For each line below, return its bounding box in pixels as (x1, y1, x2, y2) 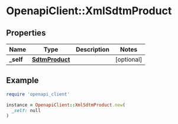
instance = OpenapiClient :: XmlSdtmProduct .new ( (6, 102, 126, 108)
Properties (6, 28, 46, 38)
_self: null (11, 107, 41, 113)
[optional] (115, 55, 143, 63)
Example (6, 75, 39, 85)
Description (76, 46, 109, 53)
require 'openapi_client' (6, 91, 70, 97)
